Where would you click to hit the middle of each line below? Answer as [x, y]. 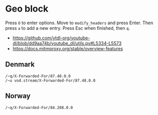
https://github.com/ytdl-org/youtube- [51, 38]
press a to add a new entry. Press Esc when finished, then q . [68, 28]
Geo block [27, 9]
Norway [18, 96]
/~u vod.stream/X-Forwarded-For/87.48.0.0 [50, 80]
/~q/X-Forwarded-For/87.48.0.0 [38, 76]
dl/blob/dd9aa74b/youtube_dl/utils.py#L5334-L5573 [67, 43]
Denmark [20, 64]
